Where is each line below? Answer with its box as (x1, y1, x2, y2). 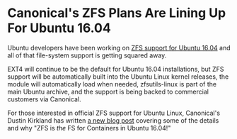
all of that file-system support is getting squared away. (7, 51, 167, 60)
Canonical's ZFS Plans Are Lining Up (7, 5, 226, 21)
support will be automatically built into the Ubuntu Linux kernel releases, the (7, 72, 229, 81)
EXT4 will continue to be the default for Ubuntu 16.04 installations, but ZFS (7, 65, 224, 73)
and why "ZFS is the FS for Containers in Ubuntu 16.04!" (7, 123, 171, 132)
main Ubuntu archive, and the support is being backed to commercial (7, 87, 209, 96)
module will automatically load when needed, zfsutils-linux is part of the (7, 79, 217, 88)
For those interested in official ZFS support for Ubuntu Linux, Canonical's (7, 109, 221, 117)
